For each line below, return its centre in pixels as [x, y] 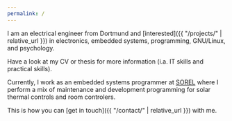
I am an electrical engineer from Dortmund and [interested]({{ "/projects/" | [115, 33]
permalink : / [26, 13]
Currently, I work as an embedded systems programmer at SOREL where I [113, 82]
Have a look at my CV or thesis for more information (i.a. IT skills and [105, 61]
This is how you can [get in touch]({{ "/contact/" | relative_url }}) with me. [112, 110]
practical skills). [30, 68]
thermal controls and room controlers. [61, 97]
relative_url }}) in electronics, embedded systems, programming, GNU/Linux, [116, 40]
